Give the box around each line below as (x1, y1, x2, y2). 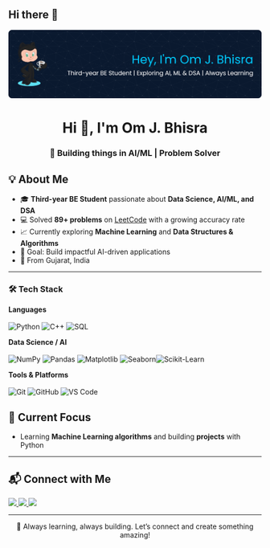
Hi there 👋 (8, 8, 59, 22)
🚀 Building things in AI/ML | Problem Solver (49, 148, 221, 159)
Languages (8, 305, 47, 314)
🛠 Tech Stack (8, 283, 63, 294)
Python (19, 440, 44, 450)
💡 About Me (8, 172, 69, 186)
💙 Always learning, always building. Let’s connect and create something (16, 521, 254, 531)
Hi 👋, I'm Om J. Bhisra (62, 119, 208, 137)
